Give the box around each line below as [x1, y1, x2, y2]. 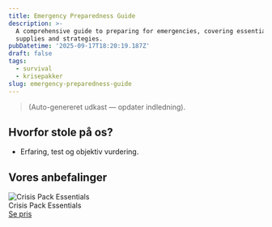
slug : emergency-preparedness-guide [8, 79, 132, 88]
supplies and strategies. [15, 34, 104, 43]
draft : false [8, 49, 53, 58]
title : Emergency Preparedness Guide [8, 11, 136, 20]
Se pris [8, 209, 32, 219]
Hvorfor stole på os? [8, 125, 113, 139]
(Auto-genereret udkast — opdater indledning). [28, 102, 186, 112]
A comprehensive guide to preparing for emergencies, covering [15, 27, 233, 35]
